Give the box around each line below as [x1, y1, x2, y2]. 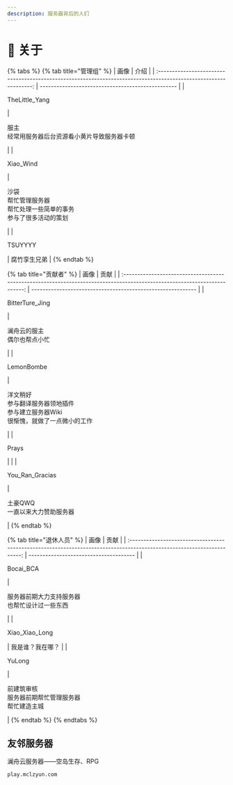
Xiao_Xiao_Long [7, 628, 54, 637]
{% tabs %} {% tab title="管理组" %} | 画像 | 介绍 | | [7, 67, 155, 75]
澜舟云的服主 [7, 326, 44, 335]
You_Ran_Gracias [7, 470, 57, 479]
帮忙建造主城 [7, 701, 44, 710]
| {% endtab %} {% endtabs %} [7, 715, 98, 724]
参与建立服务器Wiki [7, 408, 63, 416]
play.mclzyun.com [7, 771, 58, 778]
